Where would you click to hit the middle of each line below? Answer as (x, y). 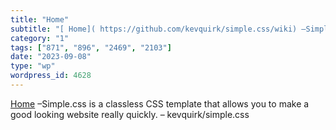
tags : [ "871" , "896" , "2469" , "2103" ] (91, 47)
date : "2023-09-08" (51, 57)
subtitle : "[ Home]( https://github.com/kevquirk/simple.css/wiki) (154, 29)
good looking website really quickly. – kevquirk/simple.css (130, 114)
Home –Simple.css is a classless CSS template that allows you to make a (160, 103)
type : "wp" (33, 66)
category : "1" (40, 38)
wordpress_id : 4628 (51, 76)
